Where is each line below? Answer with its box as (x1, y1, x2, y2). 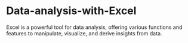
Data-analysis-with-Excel (6, 4, 137, 18)
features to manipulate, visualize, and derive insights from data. (6, 29, 162, 37)
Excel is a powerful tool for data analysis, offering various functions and (6, 24, 183, 31)
